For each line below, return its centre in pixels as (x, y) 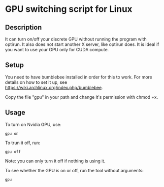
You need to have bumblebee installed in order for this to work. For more (79, 77)
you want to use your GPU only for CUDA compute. (57, 50)
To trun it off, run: (23, 143)
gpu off (13, 151)
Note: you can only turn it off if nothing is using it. (55, 161)
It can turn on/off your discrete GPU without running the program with (76, 39)
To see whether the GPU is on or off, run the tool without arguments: (74, 170)
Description (23, 27)
